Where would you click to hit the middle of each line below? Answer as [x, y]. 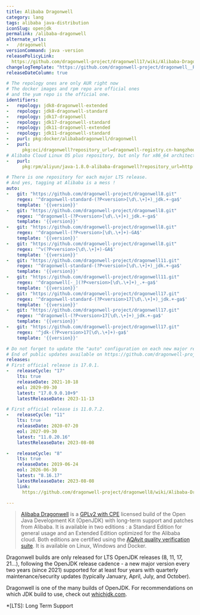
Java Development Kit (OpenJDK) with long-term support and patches [107, 521]
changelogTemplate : [30, 67]
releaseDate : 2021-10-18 [48, 382]
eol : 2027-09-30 [37, 431]
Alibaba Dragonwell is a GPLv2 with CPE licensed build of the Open [103, 514]
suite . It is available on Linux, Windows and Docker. [84, 546]
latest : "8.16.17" [40, 476]
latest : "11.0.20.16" [43, 437]
